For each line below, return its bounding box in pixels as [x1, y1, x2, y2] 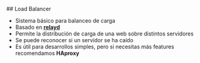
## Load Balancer [6, 6, 51, 12]
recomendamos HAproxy [15, 50, 80, 57]
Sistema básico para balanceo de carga [15, 17, 116, 24]
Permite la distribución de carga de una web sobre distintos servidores [15, 30, 194, 37]
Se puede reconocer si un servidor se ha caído [15, 37, 133, 43]
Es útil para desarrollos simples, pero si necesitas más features [15, 43, 174, 50]
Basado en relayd [15, 24, 60, 31]
